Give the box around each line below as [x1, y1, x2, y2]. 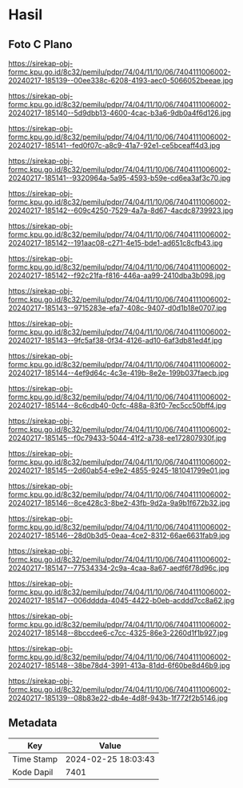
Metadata [8, 716, 58, 730]
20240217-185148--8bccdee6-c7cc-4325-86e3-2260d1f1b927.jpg [8, 628, 229, 638]
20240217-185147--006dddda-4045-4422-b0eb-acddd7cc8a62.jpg [8, 596, 235, 605]
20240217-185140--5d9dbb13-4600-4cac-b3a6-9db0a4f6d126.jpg [8, 108, 232, 118]
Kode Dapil [12, 766, 54, 778]
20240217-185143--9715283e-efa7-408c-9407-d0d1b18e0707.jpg [8, 303, 227, 313]
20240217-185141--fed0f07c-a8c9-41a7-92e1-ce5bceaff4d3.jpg [8, 141, 221, 150]
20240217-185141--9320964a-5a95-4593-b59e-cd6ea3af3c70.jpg [8, 174, 231, 182]
